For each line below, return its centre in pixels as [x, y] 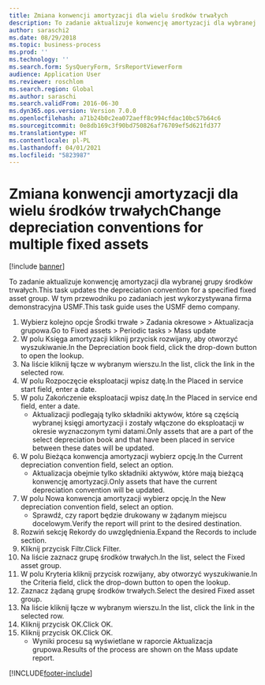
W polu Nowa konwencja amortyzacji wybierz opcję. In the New [123, 499]
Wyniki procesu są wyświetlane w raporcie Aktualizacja [122, 642]
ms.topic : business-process [55, 45]
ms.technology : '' [39, 60]
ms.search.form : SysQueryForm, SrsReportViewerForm [95, 67]
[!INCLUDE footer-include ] [51, 673]
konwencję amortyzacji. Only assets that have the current [125, 482]
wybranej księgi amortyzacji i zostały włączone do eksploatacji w [138, 423]
